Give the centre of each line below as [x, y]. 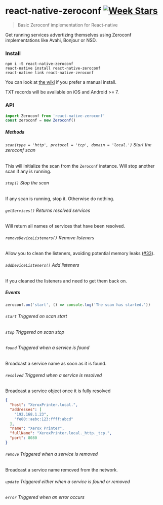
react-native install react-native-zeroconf [53, 69]
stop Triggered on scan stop [35, 332]
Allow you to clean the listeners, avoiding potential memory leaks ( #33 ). [80, 254]
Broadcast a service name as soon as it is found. [56, 363]
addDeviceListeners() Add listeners [42, 265]
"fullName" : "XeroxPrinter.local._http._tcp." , [61, 433]
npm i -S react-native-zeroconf [39, 64]
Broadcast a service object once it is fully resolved [58, 391]
